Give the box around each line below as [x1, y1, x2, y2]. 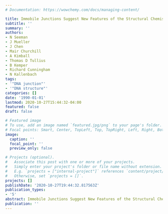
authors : [5, 30, 23, 35]
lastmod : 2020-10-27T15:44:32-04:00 [5, 100, 81, 105]
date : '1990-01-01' [5, 95, 46, 100]
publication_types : [5, 188, 46, 193]
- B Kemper [5, 63, 28, 68]
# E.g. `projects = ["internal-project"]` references [5, 169, 124, 174]
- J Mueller [5, 39, 30, 45]
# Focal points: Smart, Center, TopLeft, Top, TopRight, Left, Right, [5, 127, 155, 132]
